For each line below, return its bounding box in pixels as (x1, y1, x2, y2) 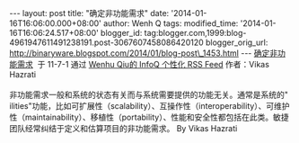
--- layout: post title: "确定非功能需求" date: (9, 8, 170, 18)
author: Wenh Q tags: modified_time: (102, 18, 239, 29)
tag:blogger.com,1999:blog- (144, 28, 247, 38)
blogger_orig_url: (205, 37, 268, 48)
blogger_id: (100, 28, 143, 38)
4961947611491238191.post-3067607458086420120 (9, 37, 204, 48)
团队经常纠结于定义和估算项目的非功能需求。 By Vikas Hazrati (9, 123, 238, 133)
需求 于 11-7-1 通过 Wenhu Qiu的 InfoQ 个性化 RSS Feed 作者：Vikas (16, 59, 269, 69)
